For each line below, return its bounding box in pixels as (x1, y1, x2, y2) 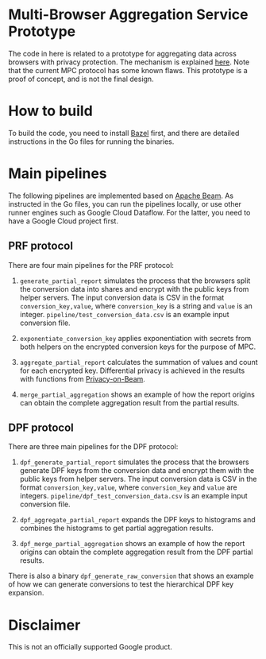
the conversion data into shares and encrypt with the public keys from (19, 284, 249, 293)
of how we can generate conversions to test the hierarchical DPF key (8, 580, 234, 589)
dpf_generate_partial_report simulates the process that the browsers (19, 457, 249, 467)
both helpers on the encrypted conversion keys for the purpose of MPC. (19, 342, 256, 351)
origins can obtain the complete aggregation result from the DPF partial (19, 547, 253, 557)
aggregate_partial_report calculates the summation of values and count (19, 357, 258, 366)
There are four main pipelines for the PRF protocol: (8, 260, 175, 269)
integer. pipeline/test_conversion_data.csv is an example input (19, 309, 229, 319)
